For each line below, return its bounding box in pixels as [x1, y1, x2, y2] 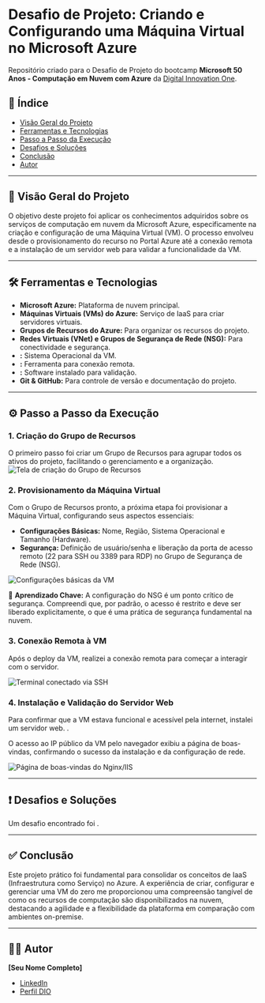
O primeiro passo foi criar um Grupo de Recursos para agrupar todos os [8, 448, 242, 458]
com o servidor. [8, 662, 59, 671]
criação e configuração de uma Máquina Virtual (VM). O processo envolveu [8, 228, 254, 237]
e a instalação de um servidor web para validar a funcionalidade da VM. [8, 244, 242, 254]
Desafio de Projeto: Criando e [8, 6, 205, 24]
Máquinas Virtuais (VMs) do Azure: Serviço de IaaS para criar [19, 309, 225, 319]
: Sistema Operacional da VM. [19, 351, 117, 360]
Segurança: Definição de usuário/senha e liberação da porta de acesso [19, 543, 254, 552]
